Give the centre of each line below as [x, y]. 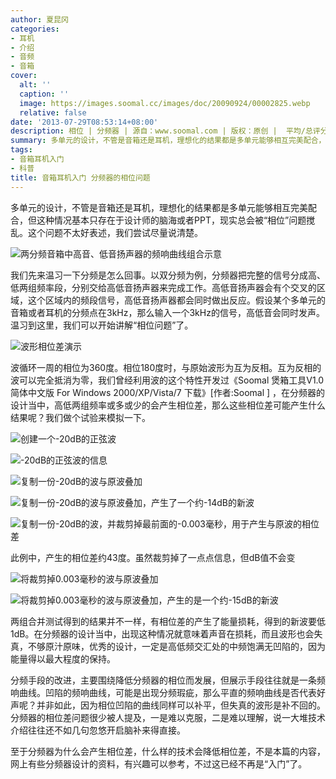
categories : [35, 29]
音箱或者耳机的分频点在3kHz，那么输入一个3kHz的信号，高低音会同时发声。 [167, 312]
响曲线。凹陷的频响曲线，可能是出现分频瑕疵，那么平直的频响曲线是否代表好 [168, 692]
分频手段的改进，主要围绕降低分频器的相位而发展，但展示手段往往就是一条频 [168, 680]
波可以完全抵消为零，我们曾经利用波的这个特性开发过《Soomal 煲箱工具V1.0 [167, 380]
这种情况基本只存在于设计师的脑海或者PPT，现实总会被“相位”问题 [171, 220]
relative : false [53, 112]
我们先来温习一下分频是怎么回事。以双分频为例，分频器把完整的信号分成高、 [168, 275]
